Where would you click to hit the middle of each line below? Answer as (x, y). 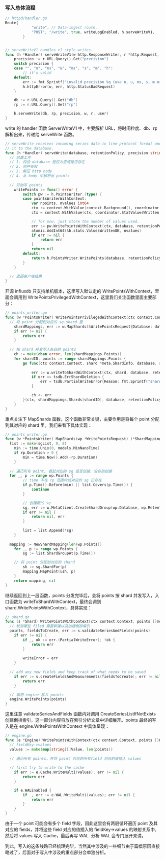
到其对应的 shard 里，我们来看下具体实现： (49, 425)
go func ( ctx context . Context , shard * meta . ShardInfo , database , (90, 363)
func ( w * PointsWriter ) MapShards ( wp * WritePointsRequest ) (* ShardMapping (83, 439)
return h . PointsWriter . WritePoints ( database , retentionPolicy (96, 258)
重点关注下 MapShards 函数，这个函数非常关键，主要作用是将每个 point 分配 (82, 419)
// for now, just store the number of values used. (85, 221)
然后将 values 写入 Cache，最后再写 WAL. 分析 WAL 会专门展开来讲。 (76, 836)
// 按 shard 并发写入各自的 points (43, 350)
